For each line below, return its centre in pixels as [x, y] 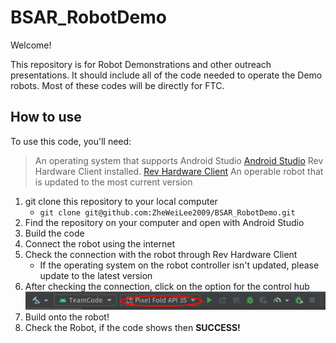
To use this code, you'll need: [71, 141]
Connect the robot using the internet [100, 243]
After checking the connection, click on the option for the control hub [167, 286]
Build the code [54, 233]
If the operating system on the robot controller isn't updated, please [179, 265]
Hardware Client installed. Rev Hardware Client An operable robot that [179, 171]
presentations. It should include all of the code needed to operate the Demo [166, 75]
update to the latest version [96, 275]
